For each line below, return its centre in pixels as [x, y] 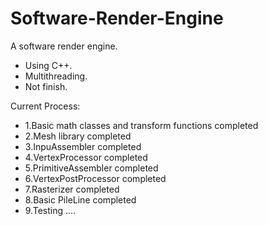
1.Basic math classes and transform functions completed [141, 125]
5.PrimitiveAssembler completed [91, 168]
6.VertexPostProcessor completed [95, 178]
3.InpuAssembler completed [83, 146]
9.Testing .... [50, 210]
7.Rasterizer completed [72, 189]
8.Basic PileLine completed [80, 199]
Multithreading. [56, 76]
